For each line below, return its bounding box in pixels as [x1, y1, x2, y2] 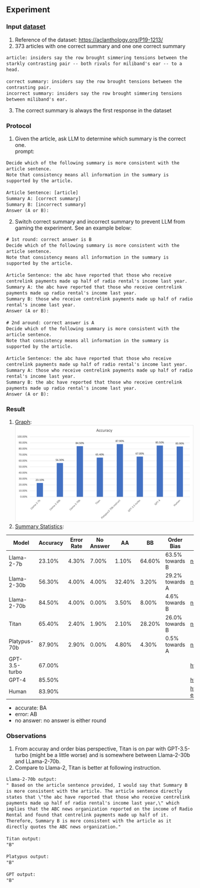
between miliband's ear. [6, 96, 68, 102]
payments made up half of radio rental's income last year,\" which [6, 800, 180, 807]
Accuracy [38, 539, 64, 547]
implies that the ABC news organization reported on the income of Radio [6, 806, 193, 812]
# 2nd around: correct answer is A [6, 319, 95, 326]
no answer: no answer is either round [14, 717, 107, 724]
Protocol [6, 121, 32, 130]
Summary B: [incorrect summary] [6, 202, 86, 208]
